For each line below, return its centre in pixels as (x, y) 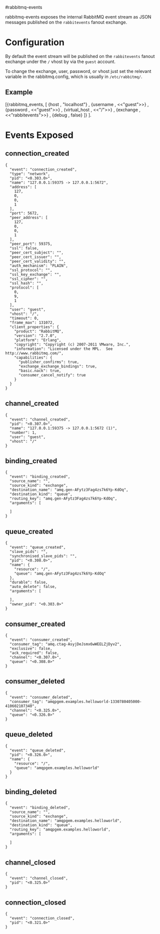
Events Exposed (39, 135)
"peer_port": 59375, (31, 244)
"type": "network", (30, 174)
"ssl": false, (24, 248)
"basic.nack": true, (40, 370)
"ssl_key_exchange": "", (35, 274)
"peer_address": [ (29, 217)
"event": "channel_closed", (39, 878)
